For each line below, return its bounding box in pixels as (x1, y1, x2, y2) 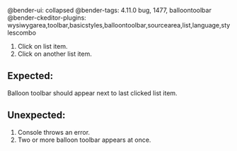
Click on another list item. (17, 49, 92, 58)
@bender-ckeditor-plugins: (7, 13, 86, 22)
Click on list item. (17, 42, 69, 50)
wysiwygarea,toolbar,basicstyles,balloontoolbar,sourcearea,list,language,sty (7, 21, 231, 29)
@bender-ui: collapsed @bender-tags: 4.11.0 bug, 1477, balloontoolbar (7, 6, 212, 14)
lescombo (7, 28, 37, 37)
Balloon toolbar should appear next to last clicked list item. (7, 88, 178, 97)
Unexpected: (7, 109, 66, 121)
